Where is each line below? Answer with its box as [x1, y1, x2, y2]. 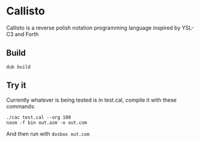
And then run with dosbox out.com [6, 130, 90, 137]
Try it [6, 80, 26, 91]
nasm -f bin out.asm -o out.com [6, 119, 87, 126]
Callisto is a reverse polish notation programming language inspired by [6, 24, 181, 31]
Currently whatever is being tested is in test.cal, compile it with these [6, 96, 177, 103]
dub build [6, 64, 31, 70]
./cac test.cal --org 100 [6, 114, 71, 120]
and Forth [14, 30, 39, 37]
